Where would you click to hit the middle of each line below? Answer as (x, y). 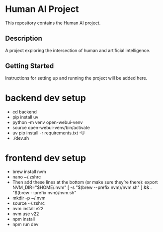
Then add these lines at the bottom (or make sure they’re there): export (85, 182)
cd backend (25, 112)
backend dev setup (45, 98)
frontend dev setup (45, 158)
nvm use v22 (26, 214)
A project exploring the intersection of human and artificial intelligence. (78, 50)
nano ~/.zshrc (27, 177)
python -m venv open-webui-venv (47, 122)
